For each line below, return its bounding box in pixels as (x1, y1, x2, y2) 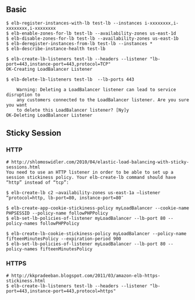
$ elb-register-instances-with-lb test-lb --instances (6, 20, 142, 26)
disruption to (6, 92, 41, 98)
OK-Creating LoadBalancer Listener (6, 66, 93, 72)
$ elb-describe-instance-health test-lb (6, 46, 106, 51)
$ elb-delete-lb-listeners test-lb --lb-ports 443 (6, 76, 134, 82)
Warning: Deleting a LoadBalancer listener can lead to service (16, 87, 176, 92)
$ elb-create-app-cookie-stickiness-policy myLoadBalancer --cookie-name (6, 205, 190, 211)
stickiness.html (6, 278, 46, 284)
